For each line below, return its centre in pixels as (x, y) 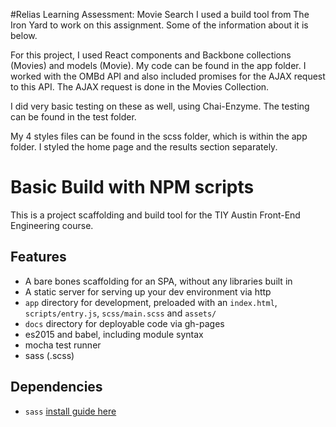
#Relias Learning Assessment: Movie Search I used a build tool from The (160, 14)
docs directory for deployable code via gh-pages (124, 323)
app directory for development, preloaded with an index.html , (151, 302)
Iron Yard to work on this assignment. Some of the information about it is (159, 25)
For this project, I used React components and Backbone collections (151, 55)
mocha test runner (63, 345)
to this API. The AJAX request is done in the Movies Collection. (140, 87)
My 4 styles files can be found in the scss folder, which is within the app (159, 136)
